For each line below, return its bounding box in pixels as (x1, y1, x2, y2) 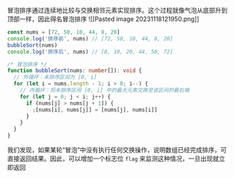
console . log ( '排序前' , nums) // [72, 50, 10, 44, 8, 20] (7, 35, 173, 42)
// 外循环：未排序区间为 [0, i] (13, 74, 97, 81)
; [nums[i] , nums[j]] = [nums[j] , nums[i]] (32, 106, 158, 113)
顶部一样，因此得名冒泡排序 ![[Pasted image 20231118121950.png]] (7, 15, 200, 23)
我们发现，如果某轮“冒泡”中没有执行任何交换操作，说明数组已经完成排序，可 (7, 146, 227, 154)
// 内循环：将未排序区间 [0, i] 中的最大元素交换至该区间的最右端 (20, 87, 190, 94)
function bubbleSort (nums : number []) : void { (7, 67, 142, 75)
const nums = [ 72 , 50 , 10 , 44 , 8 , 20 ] (7, 29, 120, 36)
